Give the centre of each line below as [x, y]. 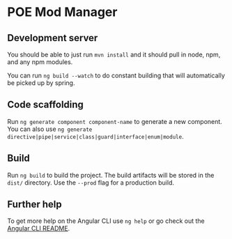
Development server [53, 38]
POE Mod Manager [62, 12]
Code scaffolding [45, 105]
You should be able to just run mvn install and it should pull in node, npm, [114, 54]
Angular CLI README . [39, 229]
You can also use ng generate [50, 129]
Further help [35, 205]
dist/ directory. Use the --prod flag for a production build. [91, 183]
